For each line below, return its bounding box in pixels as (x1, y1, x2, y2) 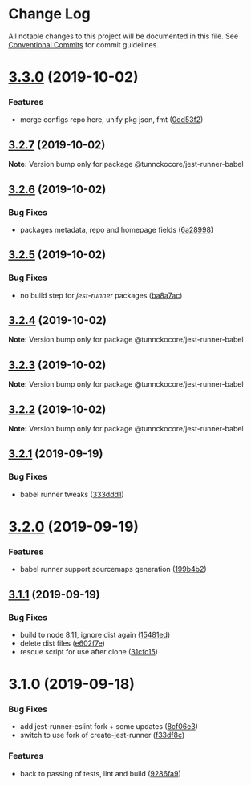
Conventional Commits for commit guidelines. (8, 39, 159, 49)
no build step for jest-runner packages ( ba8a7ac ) (19, 290, 183, 300)
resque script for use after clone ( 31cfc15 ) (19, 646, 159, 656)
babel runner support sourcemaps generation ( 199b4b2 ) (19, 565, 207, 574)
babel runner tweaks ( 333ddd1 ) (19, 489, 124, 499)
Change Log (8, 5, 91, 23)
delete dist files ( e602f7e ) (19, 638, 106, 648)
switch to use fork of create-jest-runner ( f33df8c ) (19, 731, 185, 740)
